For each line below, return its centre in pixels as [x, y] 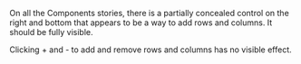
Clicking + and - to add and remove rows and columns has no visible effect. [150, 50]
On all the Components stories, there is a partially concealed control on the [150, 13]
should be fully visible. [51, 32]
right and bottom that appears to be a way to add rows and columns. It [141, 23]
